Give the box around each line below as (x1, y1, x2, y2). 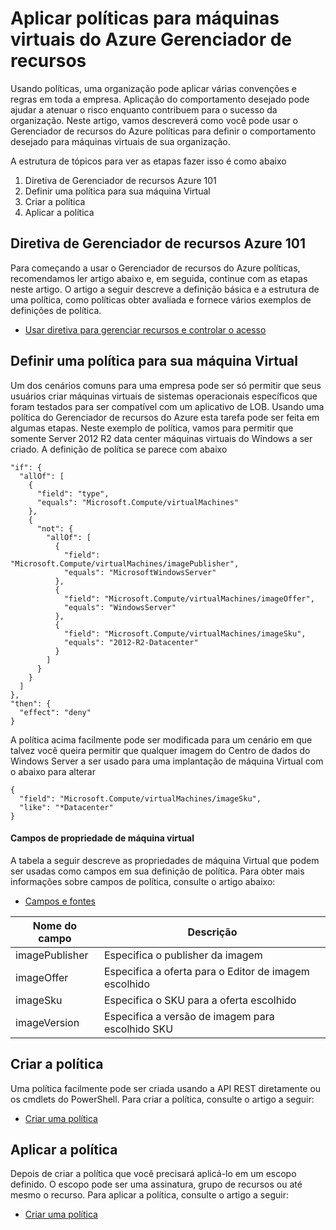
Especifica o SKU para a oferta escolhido (103, 993, 297, 1007)
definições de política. (10, 304, 102, 316)
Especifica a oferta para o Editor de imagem (103, 964, 310, 978)
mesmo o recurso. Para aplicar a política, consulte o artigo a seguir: (10, 1189, 289, 1201)
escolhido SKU (103, 1022, 174, 1036)
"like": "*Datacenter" (19, 802, 114, 812)
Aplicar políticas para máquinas (10, 7, 280, 30)
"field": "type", (36, 488, 110, 499)
